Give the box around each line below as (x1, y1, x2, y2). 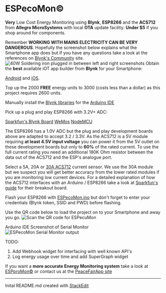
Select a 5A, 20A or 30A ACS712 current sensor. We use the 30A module (5, 164, 153, 170)
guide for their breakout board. (5, 184, 68, 190)
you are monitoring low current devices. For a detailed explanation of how (5, 174, 156, 180)
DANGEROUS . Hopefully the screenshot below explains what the (5, 44, 137, 50)
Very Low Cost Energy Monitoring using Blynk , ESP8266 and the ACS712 (5, 19, 156, 25)
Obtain (145, 60, 160, 66)
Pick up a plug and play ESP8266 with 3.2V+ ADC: (5, 109, 108, 115)
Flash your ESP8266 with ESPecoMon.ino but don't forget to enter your (5, 194, 150, 200)
